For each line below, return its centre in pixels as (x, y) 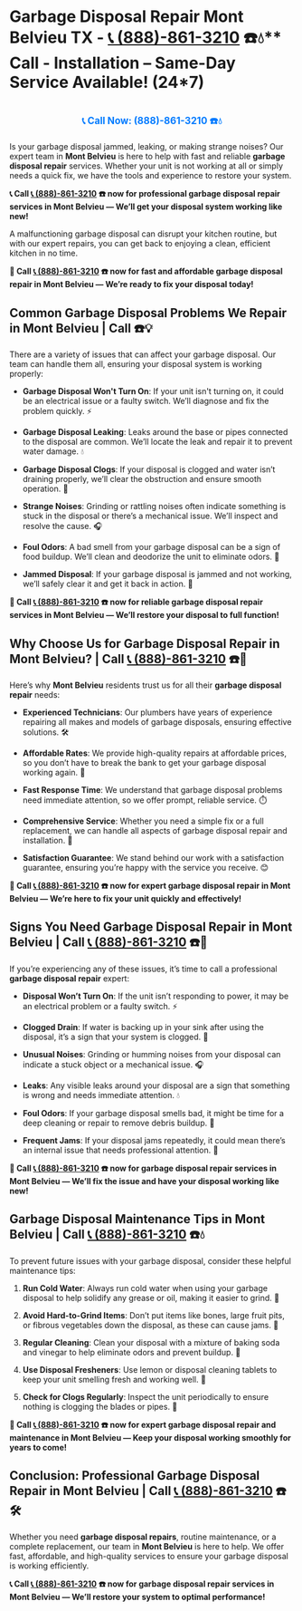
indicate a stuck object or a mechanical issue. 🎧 (113, 1064)
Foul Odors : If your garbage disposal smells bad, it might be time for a (153, 1113)
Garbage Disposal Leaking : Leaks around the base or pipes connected (155, 432)
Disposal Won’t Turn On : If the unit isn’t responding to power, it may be (156, 996)
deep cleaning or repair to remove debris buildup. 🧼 (118, 1123)
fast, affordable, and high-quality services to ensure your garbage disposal (149, 1557)
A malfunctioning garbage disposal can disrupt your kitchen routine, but (143, 234)
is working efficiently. (49, 1566)
